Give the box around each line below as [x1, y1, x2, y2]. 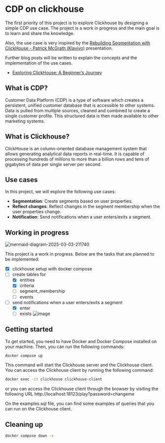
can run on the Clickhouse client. [5, 406, 72, 412]
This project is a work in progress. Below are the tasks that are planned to [5, 251, 155, 257]
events [19, 294, 33, 300]
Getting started [5, 325, 53, 334]
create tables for [12, 271, 46, 277]
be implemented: [5, 256, 39, 263]
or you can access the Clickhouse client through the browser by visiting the [5, 386, 159, 392]
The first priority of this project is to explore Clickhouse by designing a [5, 20, 148, 26]
